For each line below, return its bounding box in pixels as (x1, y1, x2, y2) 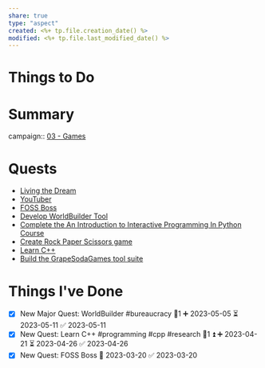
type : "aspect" (8, 19, 59, 27)
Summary (8, 105, 74, 123)
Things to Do (8, 69, 95, 86)
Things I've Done (8, 282, 124, 300)
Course (19, 229, 45, 238)
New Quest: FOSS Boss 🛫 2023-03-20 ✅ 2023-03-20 (19, 350, 198, 360)
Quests (8, 159, 57, 178)
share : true (8, 11, 48, 20)
